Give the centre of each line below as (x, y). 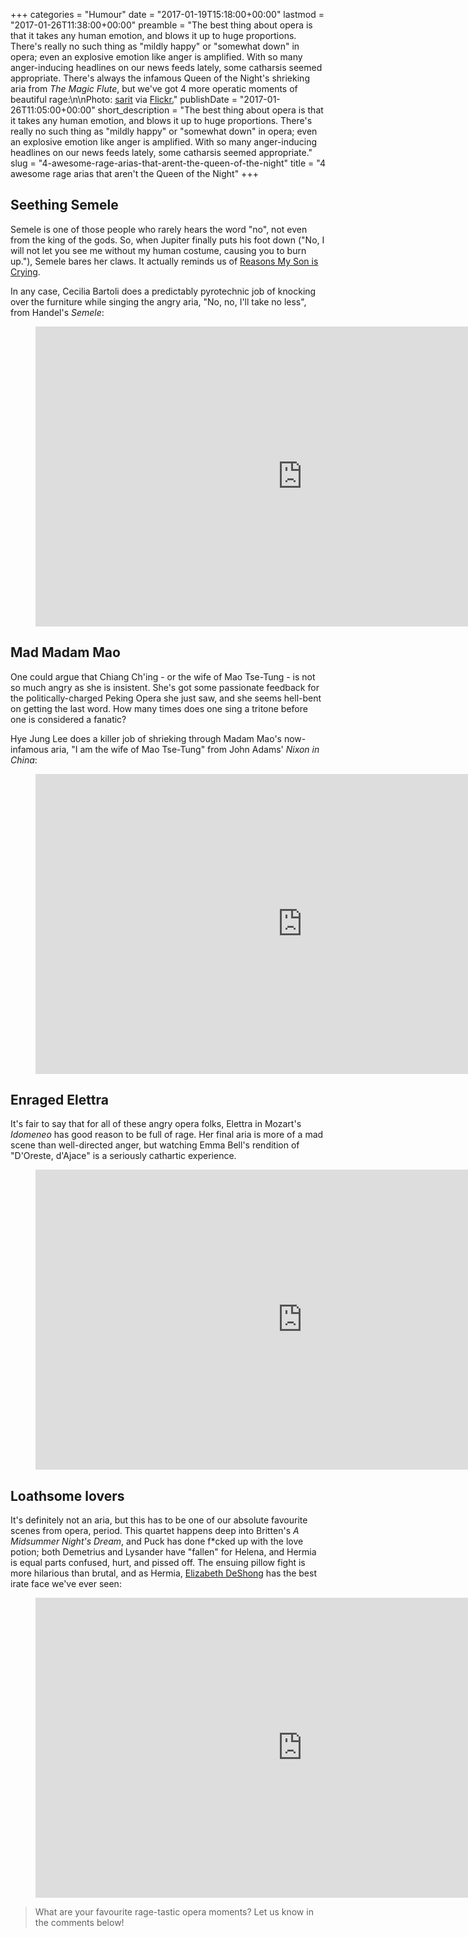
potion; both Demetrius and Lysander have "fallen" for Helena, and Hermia (163, 1552)
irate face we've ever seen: (66, 1584)
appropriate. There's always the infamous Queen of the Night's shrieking (160, 78)
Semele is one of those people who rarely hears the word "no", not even (159, 229)
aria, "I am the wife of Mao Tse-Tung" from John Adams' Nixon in (185, 749)
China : (24, 760)
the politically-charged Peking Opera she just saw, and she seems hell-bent (166, 698)
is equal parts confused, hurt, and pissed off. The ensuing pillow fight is (158, 1563)
